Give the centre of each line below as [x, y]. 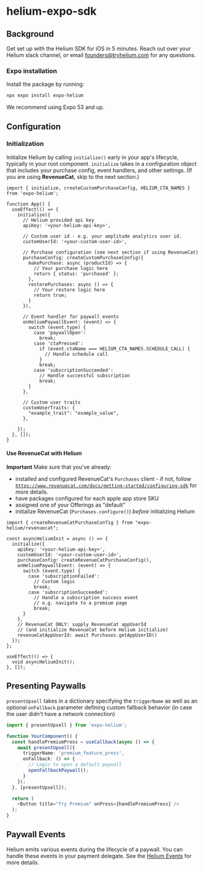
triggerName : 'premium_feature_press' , [73, 753]
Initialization [25, 144]
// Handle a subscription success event [86, 598]
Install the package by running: [45, 85]
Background [30, 34]
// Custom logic [54, 582]
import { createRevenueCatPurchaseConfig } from [70, 523]
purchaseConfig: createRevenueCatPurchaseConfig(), [85, 560]
